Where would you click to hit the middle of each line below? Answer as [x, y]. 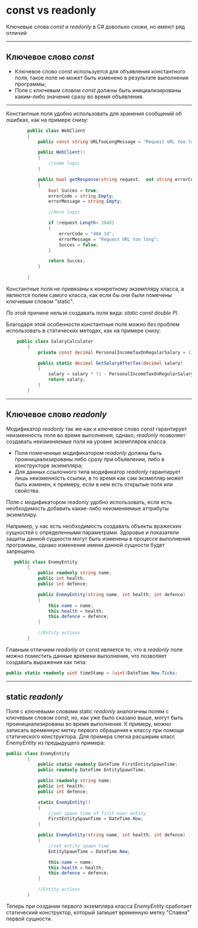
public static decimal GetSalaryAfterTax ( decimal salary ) [110, 363]
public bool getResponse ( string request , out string [105, 179]
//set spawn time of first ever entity [97, 813]
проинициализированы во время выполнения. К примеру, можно [89, 724]
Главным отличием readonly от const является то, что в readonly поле [95, 649]
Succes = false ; [79, 245]
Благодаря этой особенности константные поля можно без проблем [93, 324]
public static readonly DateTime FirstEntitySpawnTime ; [108, 764]
